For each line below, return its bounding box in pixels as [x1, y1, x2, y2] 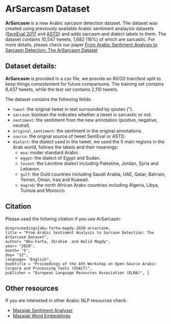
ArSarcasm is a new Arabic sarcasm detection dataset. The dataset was [5, 20, 158, 26]
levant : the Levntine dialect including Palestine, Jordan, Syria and [20, 160, 159, 166]
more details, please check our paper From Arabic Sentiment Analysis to [5, 41, 158, 47]
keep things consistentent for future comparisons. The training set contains [5, 81, 164, 87]
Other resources [5, 284, 59, 292]
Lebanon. [20, 165, 41, 171]
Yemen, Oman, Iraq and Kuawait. [20, 177, 89, 183]
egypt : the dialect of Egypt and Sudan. [20, 155, 101, 161]
